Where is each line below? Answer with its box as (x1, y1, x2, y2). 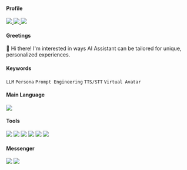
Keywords (6, 65, 32, 72)
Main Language (6, 91, 45, 98)
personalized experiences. (6, 51, 71, 58)
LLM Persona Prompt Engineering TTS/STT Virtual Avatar (6, 79, 141, 85)
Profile (6, 5, 23, 12)
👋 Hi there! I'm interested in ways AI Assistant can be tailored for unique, (6, 45, 182, 52)
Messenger (6, 145, 35, 152)
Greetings (6, 32, 31, 39)
